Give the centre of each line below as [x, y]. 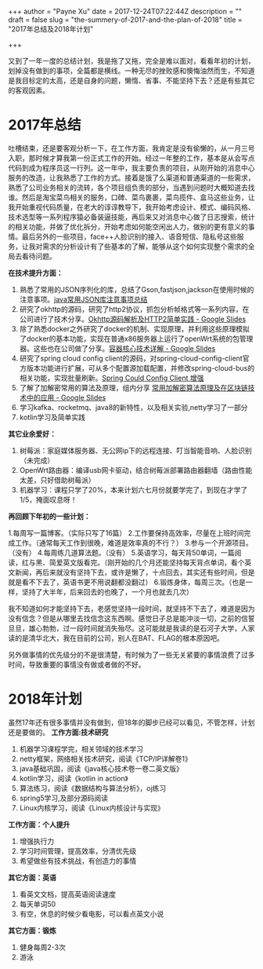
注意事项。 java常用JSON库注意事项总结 [83, 299]
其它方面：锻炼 [32, 931]
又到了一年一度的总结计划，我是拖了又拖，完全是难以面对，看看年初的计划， [131, 61]
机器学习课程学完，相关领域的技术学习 [81, 748]
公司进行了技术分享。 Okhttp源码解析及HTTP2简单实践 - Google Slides [133, 319]
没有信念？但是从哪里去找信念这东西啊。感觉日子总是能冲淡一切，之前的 [124, 618]
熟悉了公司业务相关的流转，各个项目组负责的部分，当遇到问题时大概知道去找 [131, 187]
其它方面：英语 [32, 877]
